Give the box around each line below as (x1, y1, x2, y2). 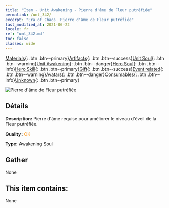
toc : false (5, 36, 29, 42)
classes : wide (5, 41, 36, 46)
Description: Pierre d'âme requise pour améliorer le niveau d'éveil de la (5, 115, 157, 121)
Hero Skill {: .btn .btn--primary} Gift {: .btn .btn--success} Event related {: (15, 66, 164, 72)
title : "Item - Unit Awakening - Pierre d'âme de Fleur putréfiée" (5, 7, 153, 13)
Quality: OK (5, 130, 31, 137)
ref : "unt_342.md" (5, 31, 45, 36)
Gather (5, 155, 28, 164)
